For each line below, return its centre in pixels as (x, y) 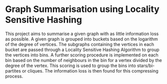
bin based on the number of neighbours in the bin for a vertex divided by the (83, 60)
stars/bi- (146, 65)
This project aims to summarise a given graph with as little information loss (82, 33)
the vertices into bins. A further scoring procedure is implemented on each (82, 55)
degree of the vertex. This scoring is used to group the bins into (71, 65)
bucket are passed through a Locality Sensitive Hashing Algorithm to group (82, 49)
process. (14, 76)
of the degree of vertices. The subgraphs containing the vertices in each (80, 44)
